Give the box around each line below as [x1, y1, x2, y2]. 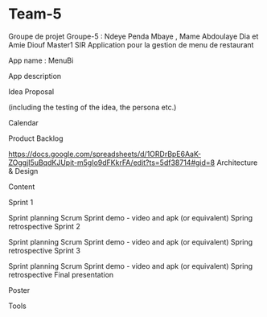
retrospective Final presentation [8, 270, 114, 279]
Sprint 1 [8, 197, 34, 207]
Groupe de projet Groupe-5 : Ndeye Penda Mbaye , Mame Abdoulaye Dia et [8, 31, 259, 41]
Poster [8, 285, 31, 294]
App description [8, 71, 62, 80]
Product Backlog [8, 134, 64, 143]
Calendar [8, 117, 39, 127]
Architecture [216, 158, 258, 167]
